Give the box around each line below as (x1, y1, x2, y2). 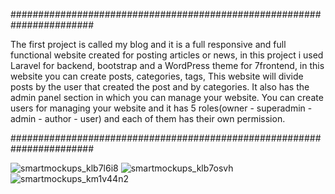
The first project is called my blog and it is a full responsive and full (10, 39, 287, 50)
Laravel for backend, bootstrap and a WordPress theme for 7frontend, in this (10, 60, 325, 71)
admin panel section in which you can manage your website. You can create (10, 92, 324, 103)
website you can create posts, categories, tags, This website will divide (10, 70, 304, 82)
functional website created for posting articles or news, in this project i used (10, 49, 324, 61)
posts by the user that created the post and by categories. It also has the (10, 81, 310, 93)
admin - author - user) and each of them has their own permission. (10, 113, 286, 124)
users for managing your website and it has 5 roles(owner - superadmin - (10, 102, 313, 114)
